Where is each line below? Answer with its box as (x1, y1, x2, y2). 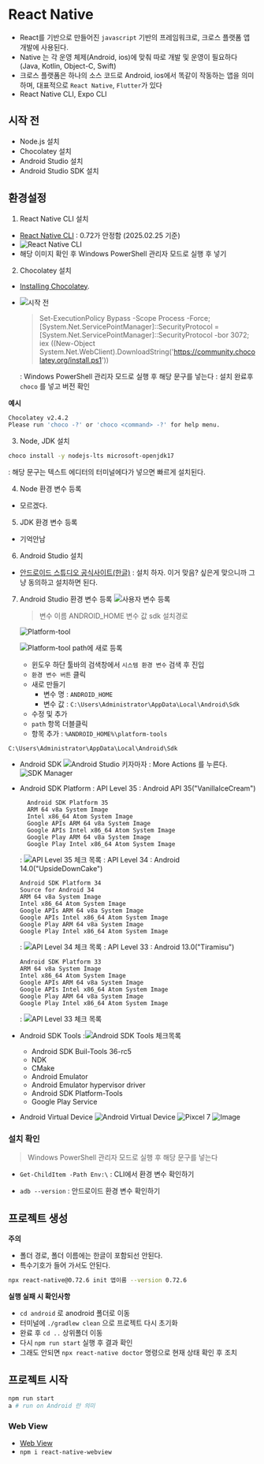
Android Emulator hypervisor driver (31, 1080, 146, 1090)
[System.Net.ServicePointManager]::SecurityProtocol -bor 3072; (39, 330, 250, 340)
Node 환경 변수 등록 (19, 484, 82, 494)
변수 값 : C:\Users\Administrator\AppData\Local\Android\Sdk (43, 699, 240, 709)
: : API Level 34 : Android (19, 855, 180, 865)
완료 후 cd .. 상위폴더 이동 (19, 1328, 103, 1338)
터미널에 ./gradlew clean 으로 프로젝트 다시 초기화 (19, 1318, 179, 1328)
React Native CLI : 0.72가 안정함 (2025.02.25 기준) (19, 230, 181, 240)
